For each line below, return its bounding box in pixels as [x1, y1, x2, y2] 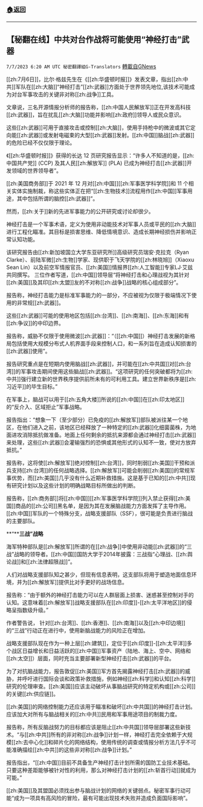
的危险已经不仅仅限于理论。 [6, 139, 76, 146]
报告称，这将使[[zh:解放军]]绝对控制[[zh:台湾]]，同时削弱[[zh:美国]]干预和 [6, 459, 190, 466]
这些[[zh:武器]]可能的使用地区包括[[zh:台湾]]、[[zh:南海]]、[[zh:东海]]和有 [6, 312, 189, 320]
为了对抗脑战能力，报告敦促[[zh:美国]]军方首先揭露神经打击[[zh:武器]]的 [6, 667, 185, 675]
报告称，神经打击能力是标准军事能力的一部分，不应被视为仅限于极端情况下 [6, 292, 192, 299]
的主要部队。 [6, 518, 38, 525]
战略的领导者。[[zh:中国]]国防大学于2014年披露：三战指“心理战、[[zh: [14, 551, 188, 558]
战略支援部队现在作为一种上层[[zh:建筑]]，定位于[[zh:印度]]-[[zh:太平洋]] [6, 640, 187, 647]
